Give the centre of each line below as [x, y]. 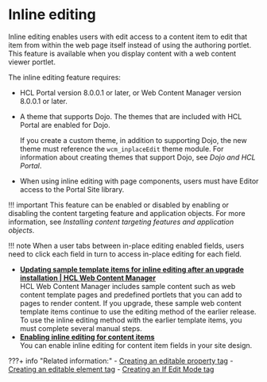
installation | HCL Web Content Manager [88, 278]
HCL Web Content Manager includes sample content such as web [128, 286]
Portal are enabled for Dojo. [65, 125]
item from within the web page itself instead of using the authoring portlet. [130, 44]
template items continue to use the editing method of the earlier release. [138, 311]
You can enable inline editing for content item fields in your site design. [136, 345]
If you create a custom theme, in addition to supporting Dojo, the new [133, 140]
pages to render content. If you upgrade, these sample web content [131, 303]
